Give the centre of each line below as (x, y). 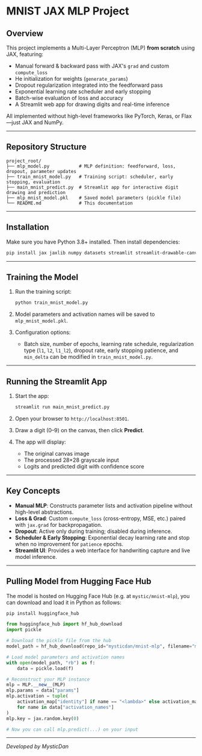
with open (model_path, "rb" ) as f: (51, 663)
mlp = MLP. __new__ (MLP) (36, 685)
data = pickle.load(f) (45, 668)
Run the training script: (43, 292)
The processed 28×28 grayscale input (71, 460)
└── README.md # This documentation (70, 203)
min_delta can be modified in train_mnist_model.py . (88, 357)
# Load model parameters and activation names (66, 657)
